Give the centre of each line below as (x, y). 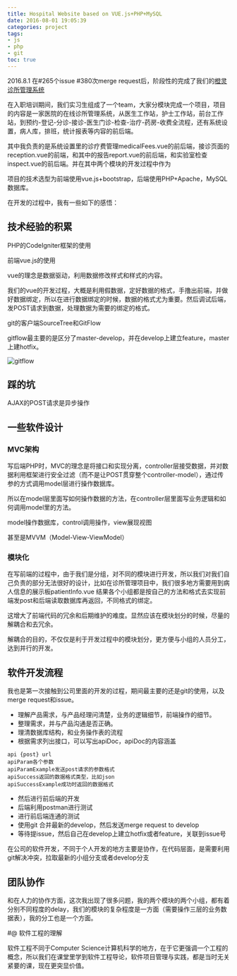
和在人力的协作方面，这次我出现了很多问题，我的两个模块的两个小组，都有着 (119, 900)
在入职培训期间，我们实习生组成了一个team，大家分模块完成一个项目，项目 (116, 104)
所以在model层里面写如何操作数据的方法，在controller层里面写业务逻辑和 (114, 499)
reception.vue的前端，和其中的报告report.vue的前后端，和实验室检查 (108, 155)
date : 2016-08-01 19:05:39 (47, 20)
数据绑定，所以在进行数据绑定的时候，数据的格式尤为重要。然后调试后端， (121, 299)
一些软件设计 (35, 427)
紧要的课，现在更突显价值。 (48, 965)
